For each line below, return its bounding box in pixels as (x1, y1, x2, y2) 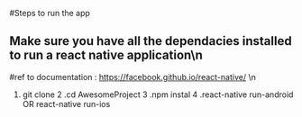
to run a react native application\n (9, 48, 203, 63)
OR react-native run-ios (22, 98, 111, 109)
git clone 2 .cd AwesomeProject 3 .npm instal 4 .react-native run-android (22, 89, 294, 100)
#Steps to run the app (9, 8, 90, 18)
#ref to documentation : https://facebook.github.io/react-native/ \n (9, 71, 257, 82)
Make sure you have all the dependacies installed (9, 33, 292, 49)
